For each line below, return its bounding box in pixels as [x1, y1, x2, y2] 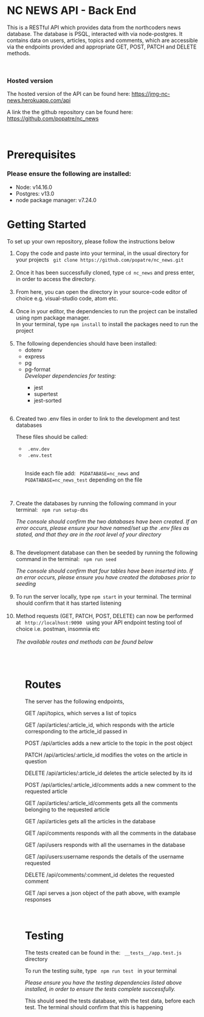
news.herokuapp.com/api [7, 97, 71, 104]
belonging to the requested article [24, 806, 110, 813]
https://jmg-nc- [131, 90, 171, 98]
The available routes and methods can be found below [15, 638, 154, 645]
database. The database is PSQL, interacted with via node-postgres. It [7, 30, 183, 37]
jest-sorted [33, 396, 62, 404]
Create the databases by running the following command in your [15, 499, 177, 507]
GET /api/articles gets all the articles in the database [24, 817, 156, 825]
